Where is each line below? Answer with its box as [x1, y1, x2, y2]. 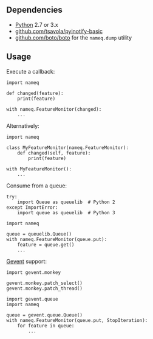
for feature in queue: [17, 323, 75, 329]
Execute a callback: [6, 68, 55, 75]
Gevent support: [6, 257, 47, 265]
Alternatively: [6, 122, 39, 130]
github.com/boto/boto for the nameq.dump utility [15, 33, 132, 41]
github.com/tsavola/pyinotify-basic [15, 27, 103, 35]
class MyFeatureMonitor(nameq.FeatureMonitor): [6, 144, 129, 151]
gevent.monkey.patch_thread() [6, 285, 83, 292]
